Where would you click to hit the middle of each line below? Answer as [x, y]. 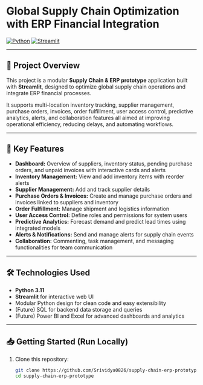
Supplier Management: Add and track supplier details [82, 189]
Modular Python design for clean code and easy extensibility [91, 303]
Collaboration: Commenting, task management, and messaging [94, 241]
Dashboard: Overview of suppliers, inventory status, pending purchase [104, 163]
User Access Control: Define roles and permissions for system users [101, 215]
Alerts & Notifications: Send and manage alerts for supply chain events [105, 234]
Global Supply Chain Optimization [93, 11]
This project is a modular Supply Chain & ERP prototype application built [97, 80]
